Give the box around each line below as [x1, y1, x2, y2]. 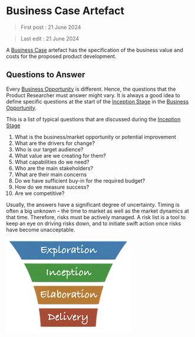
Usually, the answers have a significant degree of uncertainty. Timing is [6, 201, 180, 208]
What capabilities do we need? [14, 158, 90, 166]
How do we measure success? [14, 183, 90, 190]
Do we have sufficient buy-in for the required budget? [14, 177, 146, 184]
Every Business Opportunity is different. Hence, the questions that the [6, 85, 176, 92]
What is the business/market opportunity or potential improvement [14, 133, 177, 140]
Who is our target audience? [14, 146, 84, 153]
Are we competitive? [14, 190, 65, 197]
